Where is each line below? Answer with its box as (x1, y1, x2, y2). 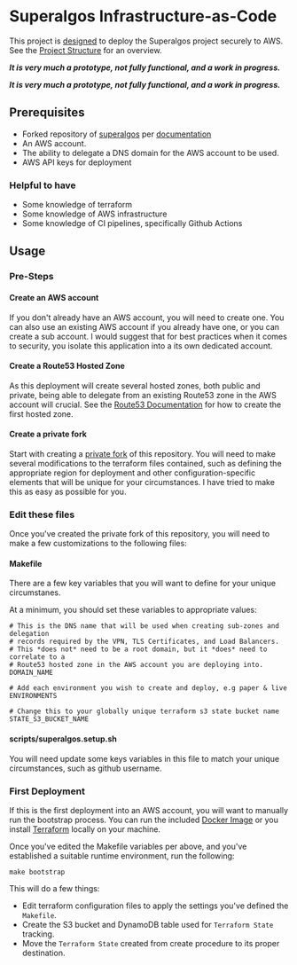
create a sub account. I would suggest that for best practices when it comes (9, 331, 288, 341)
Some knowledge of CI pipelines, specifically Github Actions (21, 218, 243, 229)
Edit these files (9, 508, 75, 521)
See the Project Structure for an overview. (9, 44, 162, 55)
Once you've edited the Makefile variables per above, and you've (9, 841, 247, 851)
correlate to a (9, 653, 66, 662)
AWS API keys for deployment (21, 157, 132, 168)
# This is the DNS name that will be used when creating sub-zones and (9, 622, 279, 631)
